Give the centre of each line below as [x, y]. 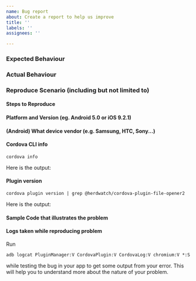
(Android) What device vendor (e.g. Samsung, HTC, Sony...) [81, 131]
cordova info [22, 157]
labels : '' [19, 28]
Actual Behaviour [31, 74]
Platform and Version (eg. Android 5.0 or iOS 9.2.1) [69, 118]
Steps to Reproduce [31, 104]
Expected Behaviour [36, 59]
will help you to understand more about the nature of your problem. [87, 272]
